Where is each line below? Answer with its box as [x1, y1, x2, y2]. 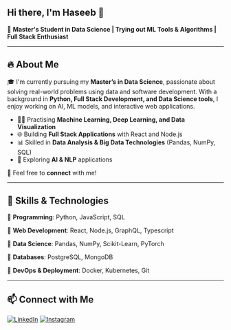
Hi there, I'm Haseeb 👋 [7, 7, 104, 19]
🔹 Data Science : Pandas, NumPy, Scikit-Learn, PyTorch [7, 240, 164, 248]
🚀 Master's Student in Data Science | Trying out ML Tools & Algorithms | [7, 25, 217, 33]
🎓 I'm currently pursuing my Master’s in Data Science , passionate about [7, 77, 215, 86]
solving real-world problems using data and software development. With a [7, 87, 217, 96]
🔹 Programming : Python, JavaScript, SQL [7, 213, 125, 221]
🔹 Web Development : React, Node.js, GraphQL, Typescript [7, 226, 174, 234]
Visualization [16, 122, 56, 131]
